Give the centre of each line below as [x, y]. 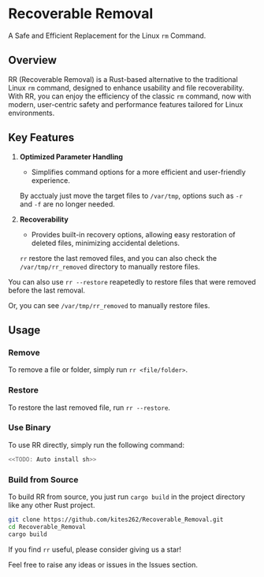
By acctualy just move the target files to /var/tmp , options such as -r [131, 195]
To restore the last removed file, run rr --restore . [89, 408]
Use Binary [30, 428]
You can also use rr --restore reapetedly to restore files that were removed [132, 281]
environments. [32, 113]
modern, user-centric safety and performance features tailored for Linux [126, 104]
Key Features [41, 138]
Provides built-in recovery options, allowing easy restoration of [134, 234]
